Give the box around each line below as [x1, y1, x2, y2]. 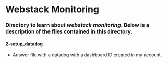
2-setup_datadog [5, 41, 43, 47]
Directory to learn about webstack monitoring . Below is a [5, 22, 150, 29]
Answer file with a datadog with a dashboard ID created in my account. [12, 52, 162, 58]
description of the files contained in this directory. [5, 28, 133, 35]
